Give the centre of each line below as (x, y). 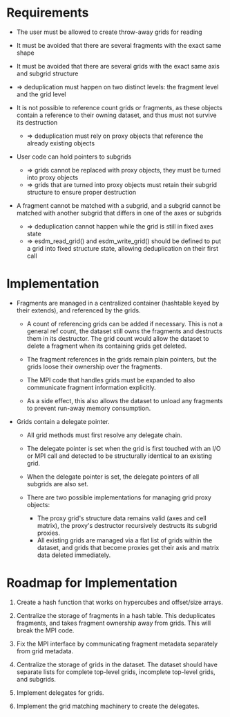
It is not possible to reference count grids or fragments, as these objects (119, 107)
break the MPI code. (45, 630)
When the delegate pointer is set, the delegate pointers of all (113, 477)
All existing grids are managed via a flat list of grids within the (125, 540)
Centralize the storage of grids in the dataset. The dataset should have (117, 664)
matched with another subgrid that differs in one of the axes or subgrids (119, 213)
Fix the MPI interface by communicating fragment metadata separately (117, 644)
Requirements (48, 13)
